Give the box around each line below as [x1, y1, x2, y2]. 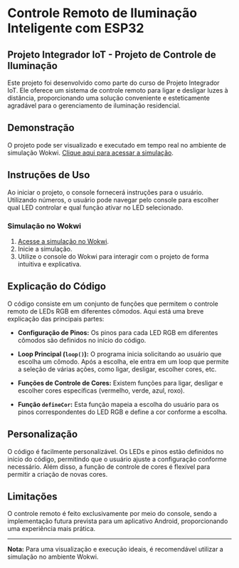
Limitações [7, 490, 58, 502]
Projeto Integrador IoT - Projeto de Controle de [7, 48, 217, 61]
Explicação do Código [7, 280, 107, 293]
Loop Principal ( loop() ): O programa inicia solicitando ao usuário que [17, 349, 222, 358]
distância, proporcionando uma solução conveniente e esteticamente [7, 94, 210, 102]
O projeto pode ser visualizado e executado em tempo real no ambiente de [7, 140, 226, 149]
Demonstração [7, 122, 75, 134]
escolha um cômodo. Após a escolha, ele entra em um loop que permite [17, 357, 229, 366]
